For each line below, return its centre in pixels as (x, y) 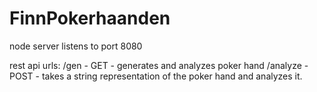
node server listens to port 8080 (76, 46)
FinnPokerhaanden (90, 18)
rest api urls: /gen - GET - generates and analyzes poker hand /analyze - (159, 65)
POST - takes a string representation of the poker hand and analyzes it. (156, 76)
